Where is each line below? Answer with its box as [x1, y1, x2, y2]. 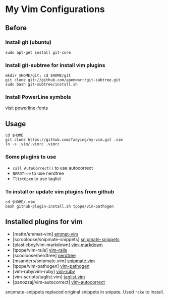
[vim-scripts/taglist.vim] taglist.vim [12, 273, 85, 280]
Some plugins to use [5, 154, 57, 161]
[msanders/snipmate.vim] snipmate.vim [12, 258, 95, 264]
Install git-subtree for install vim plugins [5, 61, 105, 68]
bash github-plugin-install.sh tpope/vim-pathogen [5, 204, 114, 209]
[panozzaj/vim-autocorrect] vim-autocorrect [12, 279, 105, 285]
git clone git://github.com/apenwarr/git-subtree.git [5, 78, 121, 83]
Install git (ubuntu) [5, 39, 52, 46]
